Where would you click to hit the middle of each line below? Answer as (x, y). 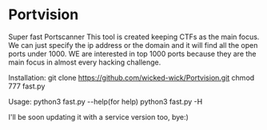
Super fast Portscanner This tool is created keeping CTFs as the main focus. (134, 37)
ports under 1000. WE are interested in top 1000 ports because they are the (133, 53)
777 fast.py (27, 86)
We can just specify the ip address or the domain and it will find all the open (133, 45)
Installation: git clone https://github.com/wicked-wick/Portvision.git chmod (132, 77)
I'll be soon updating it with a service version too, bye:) (99, 116)
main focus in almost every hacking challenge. (85, 62)
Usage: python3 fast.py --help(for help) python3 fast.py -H (106, 101)
